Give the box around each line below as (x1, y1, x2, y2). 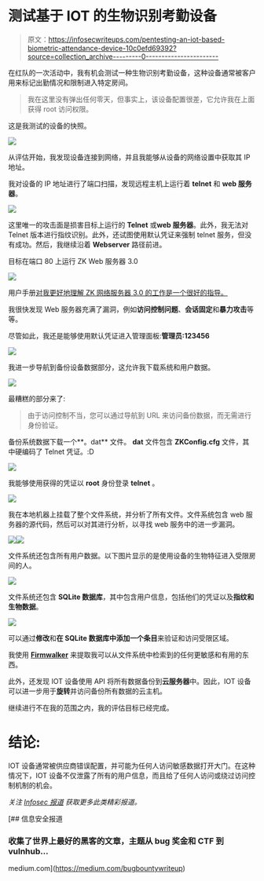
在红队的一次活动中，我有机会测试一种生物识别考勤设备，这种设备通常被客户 (8, 68, 256, 77)
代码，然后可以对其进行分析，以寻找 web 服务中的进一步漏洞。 (35, 519, 240, 528)
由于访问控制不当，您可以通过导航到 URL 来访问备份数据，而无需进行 (27, 410, 252, 420)
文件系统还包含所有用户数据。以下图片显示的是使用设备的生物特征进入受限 (8, 550, 249, 560)
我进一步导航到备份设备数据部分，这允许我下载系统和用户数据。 (8, 362, 214, 371)
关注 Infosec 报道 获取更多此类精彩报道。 (8, 797, 141, 806)
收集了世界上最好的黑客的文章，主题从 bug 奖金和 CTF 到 (8, 835, 224, 846)
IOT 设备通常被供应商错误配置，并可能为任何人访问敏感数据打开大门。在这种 (8, 761, 256, 770)
